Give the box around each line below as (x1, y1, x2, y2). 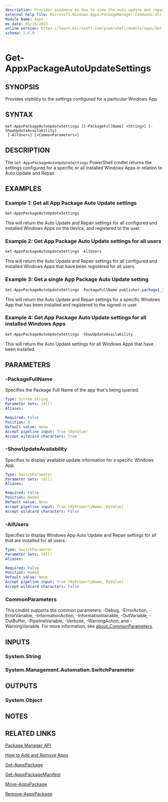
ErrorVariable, (5, 613, 34, 619)
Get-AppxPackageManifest (5, 771, 61, 777)
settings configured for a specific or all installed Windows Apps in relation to (5, 165, 162, 171)
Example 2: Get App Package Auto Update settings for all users (5, 238, 161, 245)
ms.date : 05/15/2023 (5, 21, 48, 27)
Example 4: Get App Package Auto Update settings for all (5, 314, 146, 321)
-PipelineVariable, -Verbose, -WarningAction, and (27, 618, 129, 624)
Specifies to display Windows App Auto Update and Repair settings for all (5, 532, 156, 538)
